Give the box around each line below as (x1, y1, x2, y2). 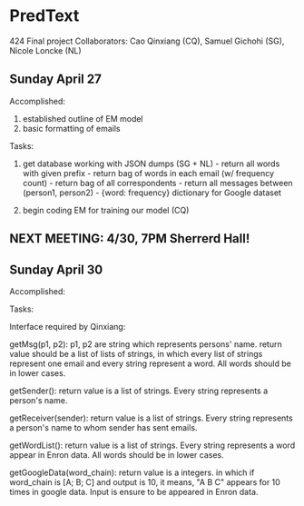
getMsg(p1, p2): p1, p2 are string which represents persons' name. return (9, 338, 283, 350)
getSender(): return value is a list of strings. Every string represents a (9, 385, 269, 396)
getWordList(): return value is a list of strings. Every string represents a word (9, 440, 296, 451)
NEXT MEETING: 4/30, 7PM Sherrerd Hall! (9, 231, 250, 246)
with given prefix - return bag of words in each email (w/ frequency (22, 167, 275, 178)
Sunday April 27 (9, 72, 102, 87)
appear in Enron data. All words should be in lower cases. (9, 449, 224, 460)
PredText (9, 5, 80, 26)
